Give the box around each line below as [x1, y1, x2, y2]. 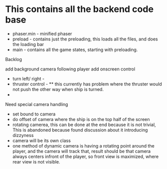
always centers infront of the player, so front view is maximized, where [12, 153, 159, 159]
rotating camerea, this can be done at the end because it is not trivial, [12, 121, 156, 127]
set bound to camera [12, 111, 56, 117]
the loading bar [12, 41, 44, 47]
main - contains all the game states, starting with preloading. [12, 46, 138, 52]
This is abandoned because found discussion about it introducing [12, 126, 148, 133]
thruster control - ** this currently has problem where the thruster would [12, 81, 162, 87]
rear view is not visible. [12, 158, 60, 164]
